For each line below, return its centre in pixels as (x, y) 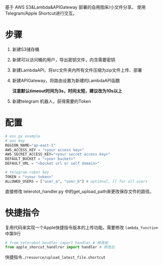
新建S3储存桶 (26, 49)
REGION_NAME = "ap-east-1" (30, 145)
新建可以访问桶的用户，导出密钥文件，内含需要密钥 (64, 60)
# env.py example (23, 136)
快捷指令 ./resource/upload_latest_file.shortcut (56, 257)
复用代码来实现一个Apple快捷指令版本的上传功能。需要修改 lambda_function (81, 227)
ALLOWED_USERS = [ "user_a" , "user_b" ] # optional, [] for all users (76, 181)
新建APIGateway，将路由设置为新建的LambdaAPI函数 (66, 80)
